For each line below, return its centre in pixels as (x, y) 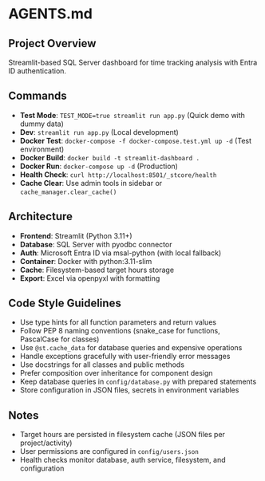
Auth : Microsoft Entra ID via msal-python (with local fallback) (121, 253)
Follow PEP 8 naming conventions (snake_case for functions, (120, 331)
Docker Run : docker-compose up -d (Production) (99, 166)
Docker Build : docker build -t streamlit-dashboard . (110, 157)
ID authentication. (37, 71)
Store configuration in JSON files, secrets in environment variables (129, 390)
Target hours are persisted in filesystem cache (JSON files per (123, 435)
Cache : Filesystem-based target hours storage (97, 270)
